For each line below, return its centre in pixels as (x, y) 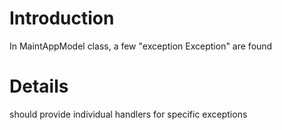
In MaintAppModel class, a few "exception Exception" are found (141, 46)
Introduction (62, 18)
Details (39, 86)
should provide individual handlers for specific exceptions (128, 114)
